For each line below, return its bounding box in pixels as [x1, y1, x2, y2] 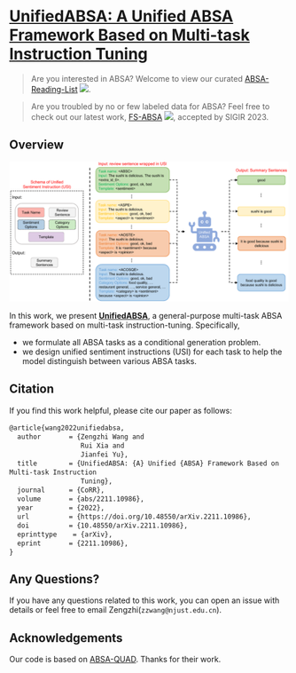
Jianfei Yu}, [80, 450, 129, 459]
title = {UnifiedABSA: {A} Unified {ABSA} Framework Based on [17, 459, 279, 468]
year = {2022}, [17, 503, 105, 512]
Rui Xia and [80, 441, 125, 450]
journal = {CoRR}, [17, 486, 105, 495]
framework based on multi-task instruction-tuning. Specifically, [9, 320, 240, 330]
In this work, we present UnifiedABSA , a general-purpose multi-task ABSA [9, 310, 283, 321]
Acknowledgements [9, 630, 123, 645]
